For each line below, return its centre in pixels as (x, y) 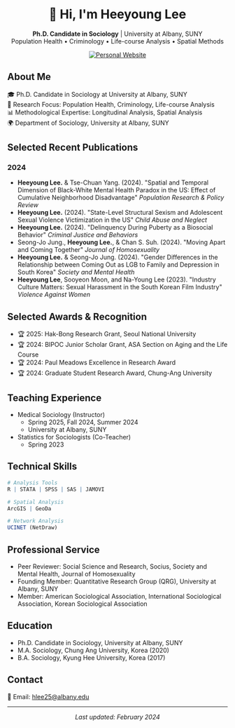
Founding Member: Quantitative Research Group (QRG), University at (117, 581)
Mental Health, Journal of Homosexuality (76, 574)
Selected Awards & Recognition (77, 316)
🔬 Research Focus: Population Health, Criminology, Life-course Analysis (111, 104)
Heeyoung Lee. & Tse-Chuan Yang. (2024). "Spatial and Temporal (113, 183)
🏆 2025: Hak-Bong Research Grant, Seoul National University (107, 334)
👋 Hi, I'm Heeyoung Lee (117, 14)
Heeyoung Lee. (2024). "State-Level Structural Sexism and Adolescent (120, 213)
